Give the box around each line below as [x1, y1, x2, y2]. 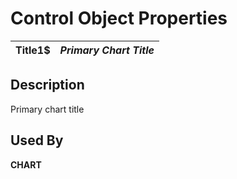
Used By [10, 132, 64, 149]
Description [10, 77, 85, 94]
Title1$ [15, 43, 51, 57]
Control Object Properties [10, 7, 228, 30]
